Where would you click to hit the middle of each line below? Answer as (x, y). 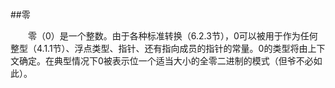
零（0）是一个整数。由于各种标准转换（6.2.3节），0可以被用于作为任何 (173, 36)
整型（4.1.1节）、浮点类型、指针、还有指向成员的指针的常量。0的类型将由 (159, 48)
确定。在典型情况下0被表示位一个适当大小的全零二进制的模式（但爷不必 (166, 61)
